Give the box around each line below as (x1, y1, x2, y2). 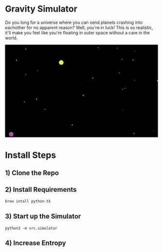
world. (5, 35, 18, 41)
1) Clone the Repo (5, 169, 59, 177)
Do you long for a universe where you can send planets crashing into (5, 19, 143, 25)
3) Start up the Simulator (5, 212, 81, 220)
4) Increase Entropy (5, 239, 66, 247)
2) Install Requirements (5, 185, 77, 194)
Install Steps (5, 150, 56, 161)
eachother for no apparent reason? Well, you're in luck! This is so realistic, (5, 24, 153, 30)
